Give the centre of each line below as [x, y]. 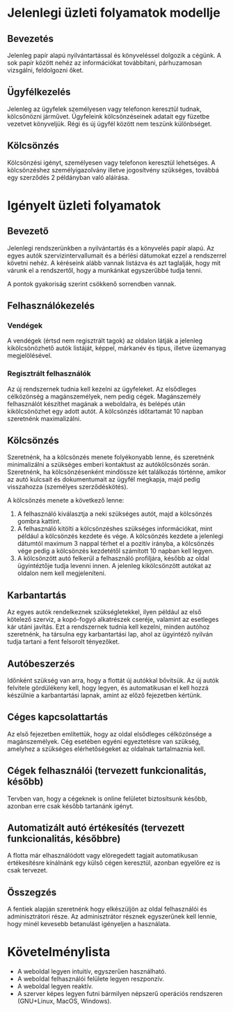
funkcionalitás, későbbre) [64, 839]
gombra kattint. [39, 521]
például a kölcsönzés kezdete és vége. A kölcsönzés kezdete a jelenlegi [120, 536]
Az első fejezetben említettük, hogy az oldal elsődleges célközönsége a [110, 734]
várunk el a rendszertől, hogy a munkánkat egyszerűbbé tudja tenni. [105, 270]
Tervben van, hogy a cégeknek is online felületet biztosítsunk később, [107, 798]
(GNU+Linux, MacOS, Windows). [64, 1001]
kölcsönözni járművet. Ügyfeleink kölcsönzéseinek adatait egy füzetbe [109, 116]
